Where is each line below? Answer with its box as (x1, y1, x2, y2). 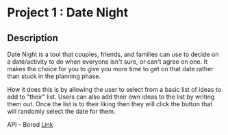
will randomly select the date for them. (7, 108, 116, 115)
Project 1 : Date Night (7, 5, 129, 21)
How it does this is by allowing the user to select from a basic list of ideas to (7, 86, 221, 93)
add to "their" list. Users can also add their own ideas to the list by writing (7, 93, 215, 101)
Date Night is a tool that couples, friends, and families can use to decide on (7, 50, 219, 58)
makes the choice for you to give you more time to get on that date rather (7, 65, 214, 73)
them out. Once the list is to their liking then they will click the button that (7, 100, 213, 108)
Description (7, 32, 58, 44)
